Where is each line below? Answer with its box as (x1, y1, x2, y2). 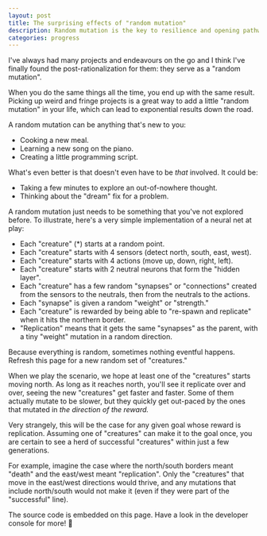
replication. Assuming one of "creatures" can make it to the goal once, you (8, 429, 253, 438)
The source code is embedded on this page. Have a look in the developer (8, 510, 249, 520)
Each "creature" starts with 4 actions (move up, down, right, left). (19, 256, 234, 266)
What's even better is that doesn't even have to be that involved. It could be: (8, 168, 258, 177)
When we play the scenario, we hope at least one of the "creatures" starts (8, 371, 251, 381)
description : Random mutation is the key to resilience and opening (8, 26, 240, 34)
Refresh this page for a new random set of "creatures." (8, 356, 188, 365)
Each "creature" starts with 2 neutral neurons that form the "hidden (19, 264, 240, 274)
